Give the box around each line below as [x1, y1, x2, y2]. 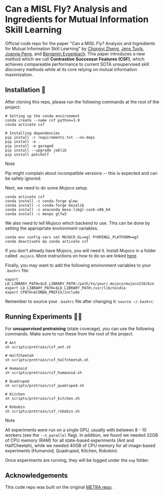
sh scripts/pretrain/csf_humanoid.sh [5, 370, 82, 375]
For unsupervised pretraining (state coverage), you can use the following [5, 326, 155, 331]
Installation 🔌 [5, 86, 46, 94]
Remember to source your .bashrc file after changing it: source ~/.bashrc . [5, 298, 155, 304]
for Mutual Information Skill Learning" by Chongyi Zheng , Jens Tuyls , [5, 46, 144, 51]
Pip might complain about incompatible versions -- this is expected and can [5, 170, 158, 176]
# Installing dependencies [5, 131, 60, 136]
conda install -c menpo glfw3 [5, 212, 67, 216]
